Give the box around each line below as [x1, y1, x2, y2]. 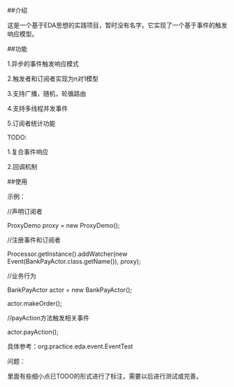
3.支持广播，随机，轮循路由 [7, 90, 87, 97]
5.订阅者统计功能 [7, 119, 56, 128]
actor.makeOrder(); [7, 299, 62, 307]
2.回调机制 [7, 163, 38, 170]
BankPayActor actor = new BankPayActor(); [7, 286, 133, 294]
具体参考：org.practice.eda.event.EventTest [7, 342, 133, 351]
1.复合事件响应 [7, 148, 49, 156]
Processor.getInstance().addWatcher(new [7, 250, 128, 258]
